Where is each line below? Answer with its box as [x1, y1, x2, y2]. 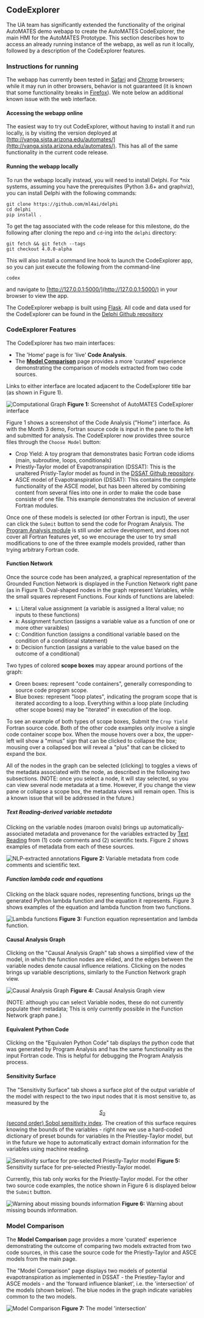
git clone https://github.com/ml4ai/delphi [6, 201, 119, 207]
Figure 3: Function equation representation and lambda [58, 915, 198, 922]
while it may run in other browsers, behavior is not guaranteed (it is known [6, 82, 193, 90]
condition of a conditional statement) [15, 637, 108, 644]
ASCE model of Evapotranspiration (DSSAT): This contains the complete [15, 476, 196, 483]
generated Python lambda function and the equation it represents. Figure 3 [6, 897, 194, 904]
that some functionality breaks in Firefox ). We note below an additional [6, 89, 184, 96]
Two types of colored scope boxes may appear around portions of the [6, 662, 183, 669]
